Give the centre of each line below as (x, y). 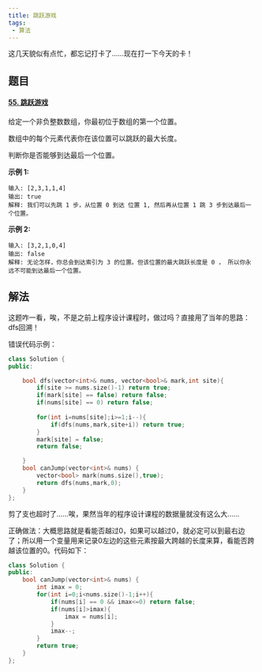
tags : (17, 23)
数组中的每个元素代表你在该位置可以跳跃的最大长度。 (95, 138)
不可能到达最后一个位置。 (49, 270)
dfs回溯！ (24, 327)
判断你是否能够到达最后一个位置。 (64, 155)
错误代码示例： (32, 344)
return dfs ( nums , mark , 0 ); (79, 482)
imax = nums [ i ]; (91, 617)
